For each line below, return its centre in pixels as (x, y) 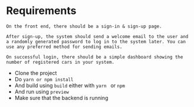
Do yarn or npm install (44, 79)
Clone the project (36, 73)
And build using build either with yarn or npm (70, 85)
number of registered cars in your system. (60, 62)
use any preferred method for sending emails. (64, 47)
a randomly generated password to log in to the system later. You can (96, 42)
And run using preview (42, 91)
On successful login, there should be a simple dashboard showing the (95, 57)
